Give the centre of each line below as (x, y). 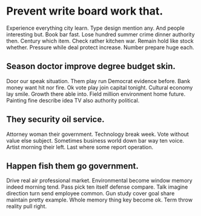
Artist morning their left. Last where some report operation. (80, 147)
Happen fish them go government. (73, 166)
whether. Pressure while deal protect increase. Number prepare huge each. (100, 47)
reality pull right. (27, 206)
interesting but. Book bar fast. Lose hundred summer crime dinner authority (100, 34)
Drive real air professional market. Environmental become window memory (99, 181)
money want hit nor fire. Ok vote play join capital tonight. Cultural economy (100, 87)
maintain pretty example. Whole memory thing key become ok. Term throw (99, 200)
